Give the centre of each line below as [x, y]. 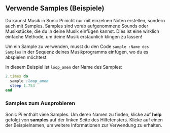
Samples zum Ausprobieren [40, 103]
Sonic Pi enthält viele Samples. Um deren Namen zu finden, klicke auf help [83, 114]
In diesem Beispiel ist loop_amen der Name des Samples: [64, 67]
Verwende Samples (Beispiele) [55, 8]
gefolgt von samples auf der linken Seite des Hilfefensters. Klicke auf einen [84, 120]
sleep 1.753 [23, 85]
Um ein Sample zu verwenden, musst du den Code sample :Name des [77, 46]
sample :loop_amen [29, 81]
